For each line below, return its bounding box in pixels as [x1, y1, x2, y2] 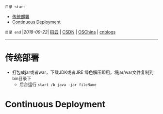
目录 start [5, 4, 26, 9]
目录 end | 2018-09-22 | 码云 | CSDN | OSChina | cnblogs [5, 29, 116, 35]
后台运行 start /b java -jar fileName [19, 81, 97, 87]
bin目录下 [12, 75, 32, 81]
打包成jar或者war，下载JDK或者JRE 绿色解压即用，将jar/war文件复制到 [12, 69, 154, 75]
